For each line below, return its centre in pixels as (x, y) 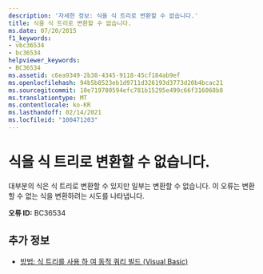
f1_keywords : (30, 38)
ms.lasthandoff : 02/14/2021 (55, 113)
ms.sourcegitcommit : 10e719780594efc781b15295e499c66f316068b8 (116, 90)
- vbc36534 (26, 46)
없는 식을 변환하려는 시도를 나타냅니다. (85, 195)
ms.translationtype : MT (48, 98)
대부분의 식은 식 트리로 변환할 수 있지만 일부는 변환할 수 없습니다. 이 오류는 (124, 186)
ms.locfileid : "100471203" (53, 120)
